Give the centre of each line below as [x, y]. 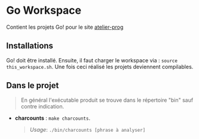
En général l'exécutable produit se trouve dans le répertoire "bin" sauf [107, 100]
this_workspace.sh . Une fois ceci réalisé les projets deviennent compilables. [100, 67]
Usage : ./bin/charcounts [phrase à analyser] [88, 129]
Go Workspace [44, 10]
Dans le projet [33, 85]
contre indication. [42, 106]
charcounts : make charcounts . [53, 118]
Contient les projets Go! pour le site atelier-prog [65, 27]
